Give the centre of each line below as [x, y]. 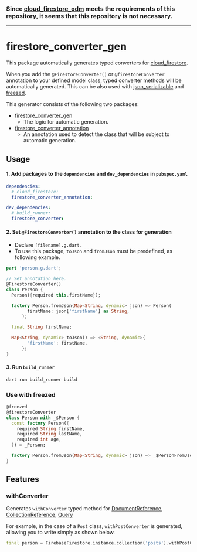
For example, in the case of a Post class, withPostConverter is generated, [94, 526]
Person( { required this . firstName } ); [56, 295]
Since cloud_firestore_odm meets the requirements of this [91, 9]
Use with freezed [31, 394]
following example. [37, 257]
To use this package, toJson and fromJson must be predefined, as [94, 251]
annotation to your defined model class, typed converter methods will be [94, 80]
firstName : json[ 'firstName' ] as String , [79, 311]
